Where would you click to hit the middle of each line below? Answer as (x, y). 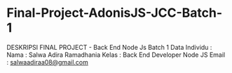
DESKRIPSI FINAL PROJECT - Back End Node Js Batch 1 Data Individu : (109, 47)
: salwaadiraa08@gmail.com (47, 62)
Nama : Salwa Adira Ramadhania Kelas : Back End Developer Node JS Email (116, 55)
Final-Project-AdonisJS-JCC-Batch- (115, 13)
